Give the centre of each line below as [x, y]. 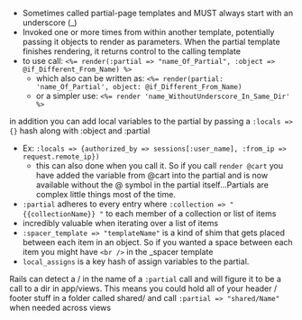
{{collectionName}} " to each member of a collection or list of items [149, 214]
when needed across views [60, 307]
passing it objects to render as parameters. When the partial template [151, 41]
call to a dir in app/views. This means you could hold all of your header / [143, 288]
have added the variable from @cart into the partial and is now [152, 175]
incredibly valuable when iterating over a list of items [120, 223]
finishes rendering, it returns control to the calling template [132, 51]
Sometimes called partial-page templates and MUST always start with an [158, 13]
